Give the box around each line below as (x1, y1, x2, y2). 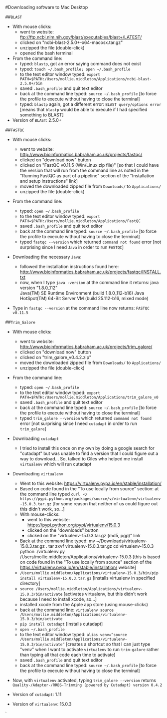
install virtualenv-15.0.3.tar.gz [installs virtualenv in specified (19, 575, 156, 581)
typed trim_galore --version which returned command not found (19, 415, 152, 421)
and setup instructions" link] (19, 178, 78, 184)
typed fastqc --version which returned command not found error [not (19, 239, 162, 245)
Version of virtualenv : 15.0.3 (12, 701, 72, 707)
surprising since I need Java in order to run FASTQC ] (19, 244, 124, 250)
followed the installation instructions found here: (19, 264, 119, 269)
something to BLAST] (19, 112, 64, 118)
